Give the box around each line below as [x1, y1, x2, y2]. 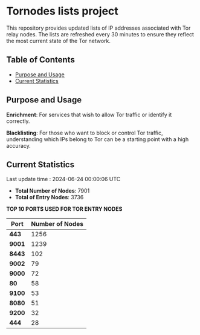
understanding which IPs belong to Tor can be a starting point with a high [6, 135, 189, 143]
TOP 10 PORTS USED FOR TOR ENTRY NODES [6, 205, 123, 213]
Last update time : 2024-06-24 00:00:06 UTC [6, 176, 121, 183]
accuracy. [6, 142, 31, 149]
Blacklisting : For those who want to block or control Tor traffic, [6, 129, 163, 136]
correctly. [6, 117, 30, 125]
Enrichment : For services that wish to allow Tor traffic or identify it [6, 111, 172, 118]
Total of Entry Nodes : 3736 [15, 194, 84, 201]
